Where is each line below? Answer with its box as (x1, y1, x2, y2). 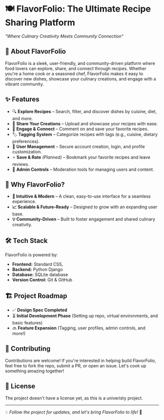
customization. (12, 149, 42, 155)
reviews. (12, 161, 29, 167)
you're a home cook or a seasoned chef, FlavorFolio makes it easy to (5, 71, 143, 77)
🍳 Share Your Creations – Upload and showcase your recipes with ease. (12, 120, 158, 126)
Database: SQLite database (12, 272, 68, 278)
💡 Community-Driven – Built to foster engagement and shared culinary (12, 216, 155, 222)
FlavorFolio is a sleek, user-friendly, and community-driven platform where (5, 60, 155, 66)
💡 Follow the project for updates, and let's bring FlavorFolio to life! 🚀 (5, 409, 143, 415)
